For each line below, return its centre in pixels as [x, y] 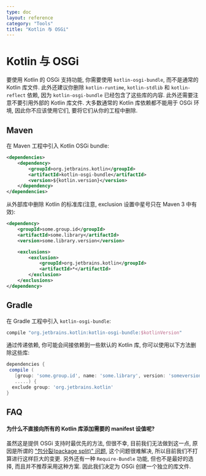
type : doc [19, 12]
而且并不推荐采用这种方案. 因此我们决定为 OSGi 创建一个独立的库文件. [103, 466]
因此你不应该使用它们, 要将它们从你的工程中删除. [76, 111]
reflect [16, 96]
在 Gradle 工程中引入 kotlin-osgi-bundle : [59, 321]
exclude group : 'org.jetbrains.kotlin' [63, 387]
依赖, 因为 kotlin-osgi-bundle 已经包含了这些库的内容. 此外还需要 [110, 95]
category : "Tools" [30, 23]
